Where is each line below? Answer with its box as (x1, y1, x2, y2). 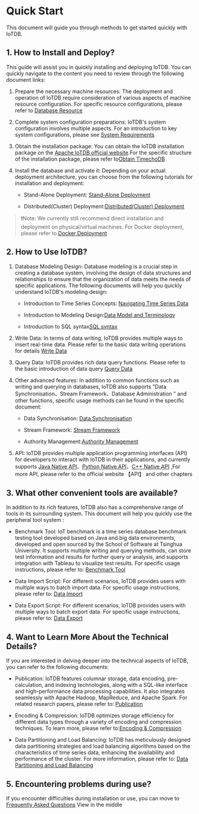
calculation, (14, 681, 43, 689)
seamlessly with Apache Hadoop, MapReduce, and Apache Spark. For (14, 694, 188, 701)
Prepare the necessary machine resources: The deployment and (14, 88, 173, 95)
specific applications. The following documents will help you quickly (14, 282, 182, 289)
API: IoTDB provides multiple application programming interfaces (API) (14, 449, 188, 456)
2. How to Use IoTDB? (6, 247, 88, 257)
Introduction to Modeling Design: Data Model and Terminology (23, 311, 176, 318)
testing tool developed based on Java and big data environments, (14, 535, 176, 542)
